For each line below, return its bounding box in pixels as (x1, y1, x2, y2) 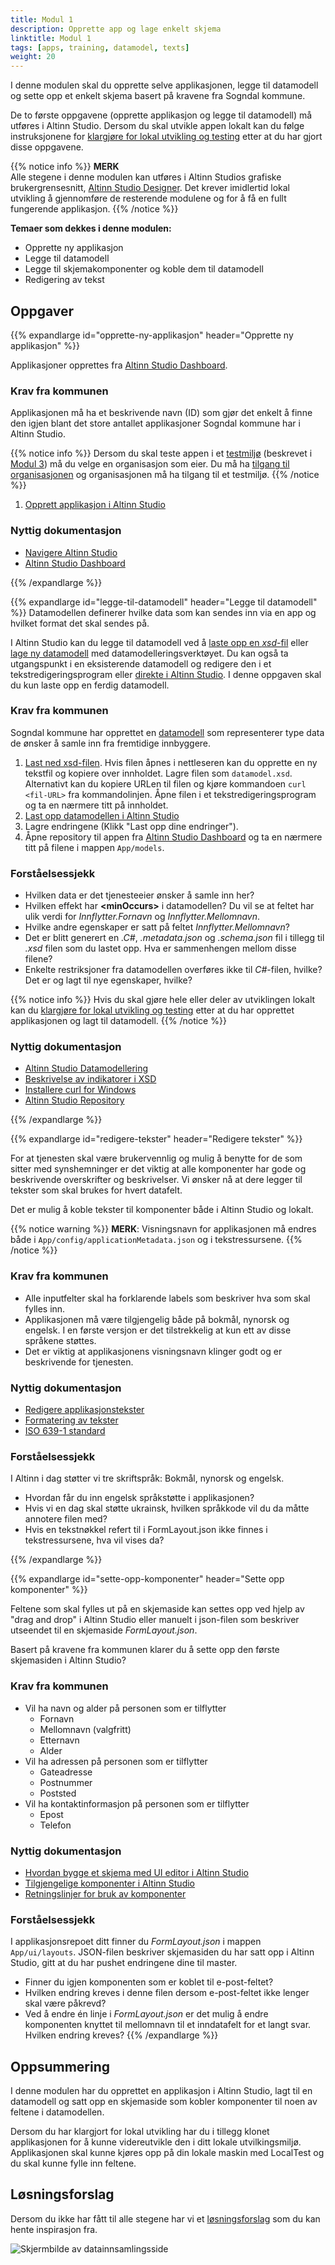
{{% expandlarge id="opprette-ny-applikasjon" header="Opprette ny (10, 329, 294, 341)
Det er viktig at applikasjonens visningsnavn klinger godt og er (24, 1345, 283, 1357)
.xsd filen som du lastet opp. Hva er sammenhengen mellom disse (24, 942, 297, 955)
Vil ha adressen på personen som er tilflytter (24, 1755, 208, 1767)
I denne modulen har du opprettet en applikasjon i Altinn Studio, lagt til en (10, 2085, 313, 2097)
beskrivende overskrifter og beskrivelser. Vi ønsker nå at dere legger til (10, 1174, 303, 1186)
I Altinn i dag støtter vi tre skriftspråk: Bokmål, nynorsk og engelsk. (10, 1472, 285, 1485)
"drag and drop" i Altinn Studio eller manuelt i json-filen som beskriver (10, 1614, 300, 1626)
